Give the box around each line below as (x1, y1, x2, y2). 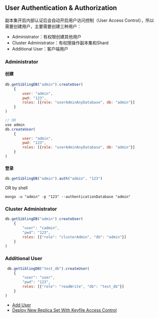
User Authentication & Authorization (5, 4, 117, 12)
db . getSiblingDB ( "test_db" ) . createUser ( (7, 266, 90, 271)
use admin (5, 122, 25, 127)
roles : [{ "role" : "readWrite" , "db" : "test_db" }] (22, 284, 124, 289)
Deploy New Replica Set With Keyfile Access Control (12, 307, 117, 313)
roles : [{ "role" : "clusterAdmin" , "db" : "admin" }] (22, 234, 127, 239)
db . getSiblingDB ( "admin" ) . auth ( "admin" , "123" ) (5, 176, 103, 181)
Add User (12, 302, 31, 308)
